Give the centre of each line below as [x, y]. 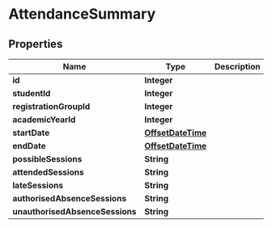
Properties [36, 44]
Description [237, 67]
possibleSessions [47, 159]
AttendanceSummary [82, 14]
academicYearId [44, 120]
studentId [32, 93]
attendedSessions [48, 172]
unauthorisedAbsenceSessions [74, 211]
